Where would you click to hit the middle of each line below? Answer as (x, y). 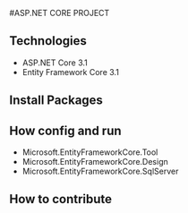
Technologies (48, 41)
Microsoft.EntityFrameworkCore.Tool (90, 152)
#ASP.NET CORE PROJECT (60, 13)
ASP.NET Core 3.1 (55, 63)
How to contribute (61, 199)
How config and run (66, 130)
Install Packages (56, 101)
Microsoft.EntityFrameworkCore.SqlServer (100, 171)
